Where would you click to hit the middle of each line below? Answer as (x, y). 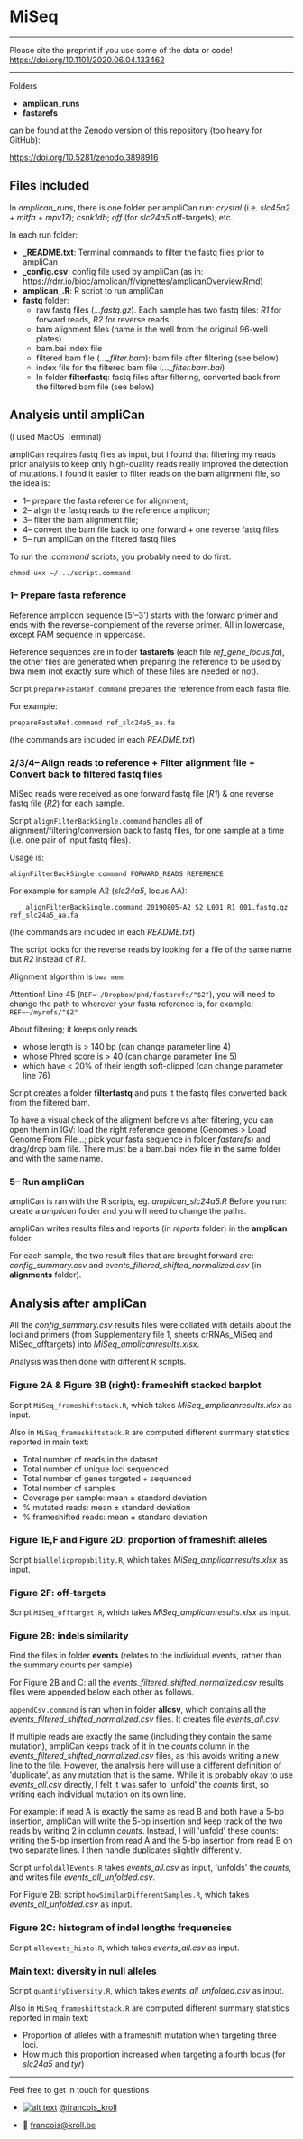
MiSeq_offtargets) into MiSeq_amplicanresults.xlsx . (105, 1344)
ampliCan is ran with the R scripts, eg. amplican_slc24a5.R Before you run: (148, 1201)
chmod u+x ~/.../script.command (70, 573)
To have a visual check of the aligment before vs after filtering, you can (142, 1120)
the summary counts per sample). (72, 1665)
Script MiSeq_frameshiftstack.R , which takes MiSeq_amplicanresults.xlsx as (151, 1405)
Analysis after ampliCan (78, 1303)
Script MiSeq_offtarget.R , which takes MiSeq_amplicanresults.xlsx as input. (150, 1612)
